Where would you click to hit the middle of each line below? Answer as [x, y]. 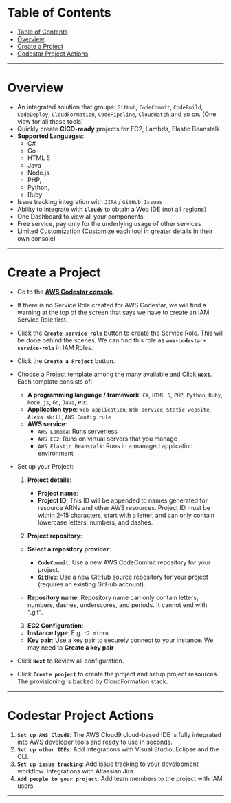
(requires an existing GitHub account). [91, 584]
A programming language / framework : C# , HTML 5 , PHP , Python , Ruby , [125, 395]
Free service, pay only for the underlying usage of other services [109, 223]
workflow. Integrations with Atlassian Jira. [76, 771]
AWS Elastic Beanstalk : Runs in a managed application [115, 445]
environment [55, 453]
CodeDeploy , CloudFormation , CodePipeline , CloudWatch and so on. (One [117, 114]
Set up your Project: [45, 466]
